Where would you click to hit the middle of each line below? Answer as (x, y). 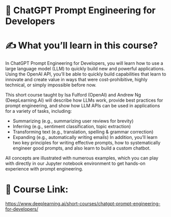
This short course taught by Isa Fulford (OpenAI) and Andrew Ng (73, 95)
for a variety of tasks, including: (39, 111)
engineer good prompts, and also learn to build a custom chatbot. (82, 148)
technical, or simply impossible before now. (51, 85)
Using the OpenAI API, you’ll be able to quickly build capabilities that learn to (86, 74)
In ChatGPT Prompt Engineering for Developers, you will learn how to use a (84, 63)
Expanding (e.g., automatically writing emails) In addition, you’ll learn (85, 137)
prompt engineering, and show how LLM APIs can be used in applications (83, 106)
